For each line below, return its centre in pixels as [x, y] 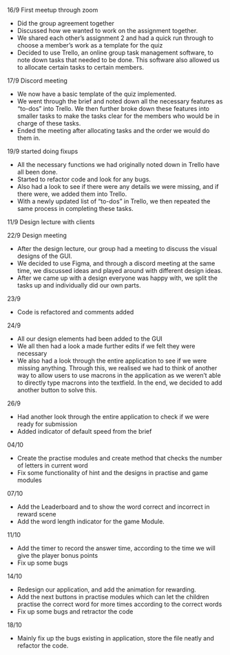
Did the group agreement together [66, 23]
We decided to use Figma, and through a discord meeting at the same [116, 263]
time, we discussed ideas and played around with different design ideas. [119, 271]
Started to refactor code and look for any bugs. [84, 179]
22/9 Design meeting [37, 235]
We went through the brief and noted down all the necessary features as [120, 101]
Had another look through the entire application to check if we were [113, 417]
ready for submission [47, 424]
